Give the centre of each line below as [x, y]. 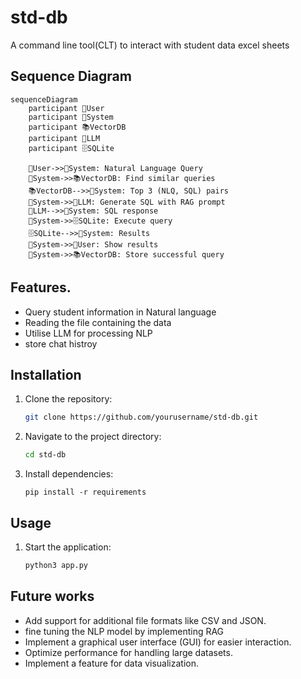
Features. [41, 287]
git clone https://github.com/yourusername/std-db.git [141, 417]
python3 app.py [56, 565]
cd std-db [45, 455]
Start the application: [68, 547]
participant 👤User [66, 108]
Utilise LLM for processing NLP [88, 333]
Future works [52, 596]
